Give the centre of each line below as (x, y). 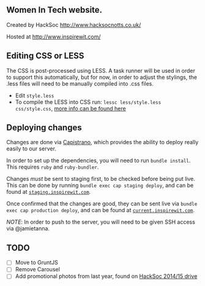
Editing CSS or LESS (45, 56)
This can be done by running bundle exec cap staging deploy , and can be (100, 185)
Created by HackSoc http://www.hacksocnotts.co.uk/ (74, 24)
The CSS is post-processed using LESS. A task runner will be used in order (101, 70)
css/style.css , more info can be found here (71, 108)
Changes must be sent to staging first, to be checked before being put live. (101, 179)
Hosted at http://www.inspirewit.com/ (54, 37)
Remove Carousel (37, 269)
